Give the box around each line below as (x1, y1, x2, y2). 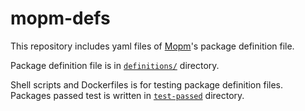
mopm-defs (10, 7, 111, 30)
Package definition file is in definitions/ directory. (10, 59, 220, 71)
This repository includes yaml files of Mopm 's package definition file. (10, 40, 295, 52)
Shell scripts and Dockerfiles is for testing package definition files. (10, 78, 284, 91)
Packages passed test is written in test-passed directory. (10, 89, 245, 101)
